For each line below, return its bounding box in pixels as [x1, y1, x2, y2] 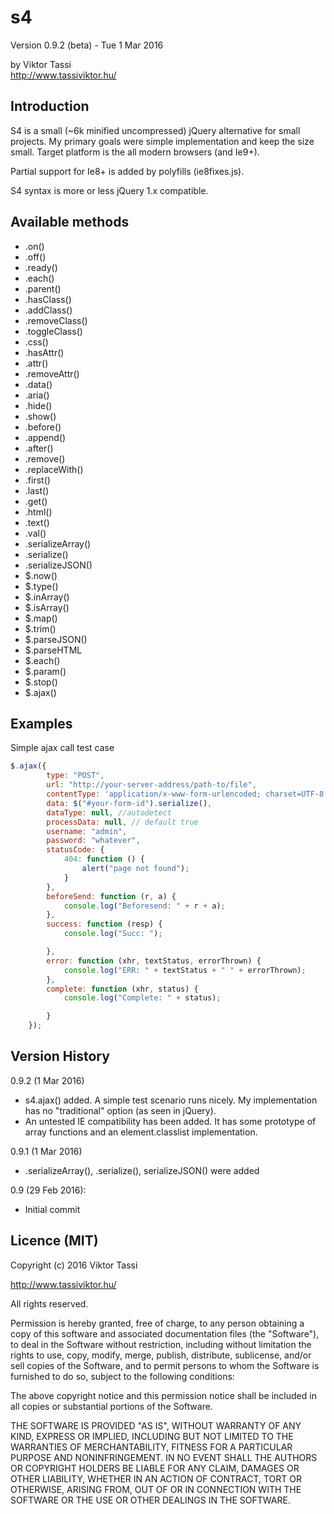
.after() [24, 442, 54, 454]
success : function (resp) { [46, 919, 163, 930]
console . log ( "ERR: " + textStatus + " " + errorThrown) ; [63, 965, 307, 975]
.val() [24, 527, 47, 539]
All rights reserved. [10, 1297, 89, 1310]
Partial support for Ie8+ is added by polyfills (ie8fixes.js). [10, 165, 245, 177]
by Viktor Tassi [10, 58, 72, 70]
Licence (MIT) [10, 1232, 99, 1250]
